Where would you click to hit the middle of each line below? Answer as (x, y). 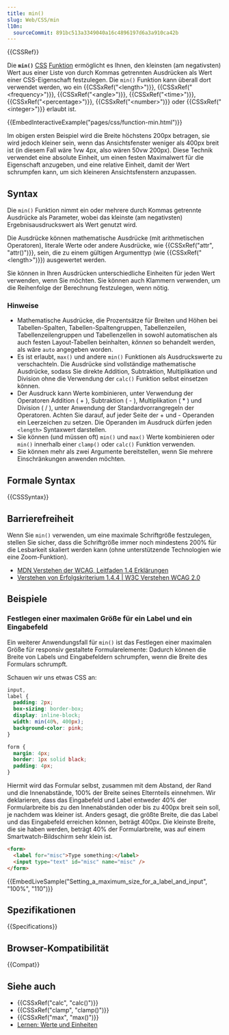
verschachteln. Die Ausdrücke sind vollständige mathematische (106, 364)
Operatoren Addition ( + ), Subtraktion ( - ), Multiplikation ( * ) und (109, 401)
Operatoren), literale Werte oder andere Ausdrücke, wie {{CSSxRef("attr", (110, 246)
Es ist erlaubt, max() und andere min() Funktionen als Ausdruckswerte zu (120, 357)
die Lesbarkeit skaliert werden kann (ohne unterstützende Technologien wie (114, 549)
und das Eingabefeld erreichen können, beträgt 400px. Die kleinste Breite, (111, 822)
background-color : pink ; (49, 728)
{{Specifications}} (32, 927)
